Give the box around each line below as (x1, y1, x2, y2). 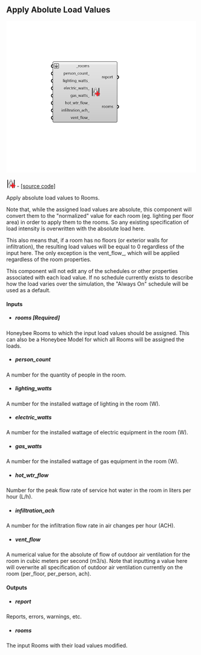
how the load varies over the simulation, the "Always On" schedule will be (6, 280, 188, 288)
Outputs (6, 583, 28, 591)
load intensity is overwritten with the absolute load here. (6, 225, 146, 232)
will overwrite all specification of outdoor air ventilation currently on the (6, 564, 184, 571)
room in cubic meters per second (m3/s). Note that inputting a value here (6, 558, 188, 565)
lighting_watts (14, 385, 52, 392)
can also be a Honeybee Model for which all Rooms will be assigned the (6, 336, 185, 343)
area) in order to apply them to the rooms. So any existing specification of (6, 219, 189, 226)
